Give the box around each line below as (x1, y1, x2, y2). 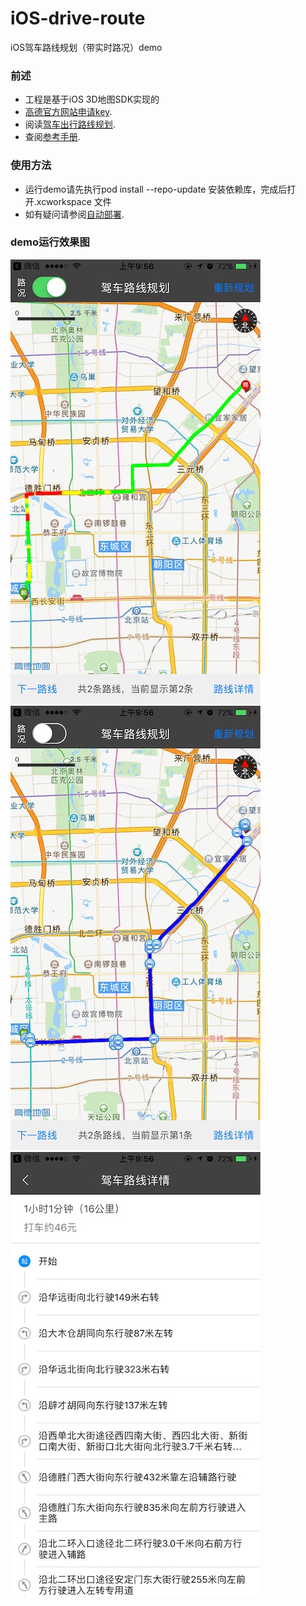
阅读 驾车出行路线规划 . (24, 118, 116, 131)
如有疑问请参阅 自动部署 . (24, 208, 125, 220)
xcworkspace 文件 (36, 195, 112, 207)
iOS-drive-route (10, 7, 146, 30)
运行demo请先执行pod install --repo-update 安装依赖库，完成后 (24, 183, 288, 195)
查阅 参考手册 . (24, 131, 81, 143)
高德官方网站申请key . (24, 106, 113, 118)
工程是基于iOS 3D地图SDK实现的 (24, 93, 160, 106)
